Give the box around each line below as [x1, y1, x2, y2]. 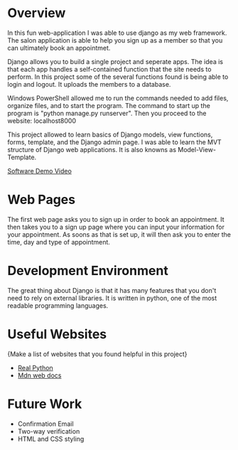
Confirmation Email [17, 419, 74, 428]
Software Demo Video [7, 166, 72, 175]
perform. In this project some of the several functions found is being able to [7, 73, 229, 81]
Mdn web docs [17, 371, 62, 380]
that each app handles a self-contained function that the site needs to [7, 65, 212, 73]
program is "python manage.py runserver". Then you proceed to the [7, 109, 207, 117]
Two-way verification [17, 427, 80, 435]
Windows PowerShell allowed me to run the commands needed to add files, [7, 94, 229, 102]
